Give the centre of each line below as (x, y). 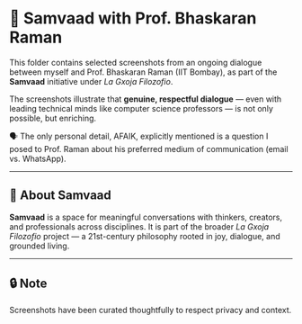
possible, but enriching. (53, 118)
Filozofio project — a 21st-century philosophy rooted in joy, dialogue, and (145, 236)
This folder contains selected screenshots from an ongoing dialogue (136, 62)
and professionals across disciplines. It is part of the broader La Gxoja (139, 226)
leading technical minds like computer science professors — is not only (142, 108)
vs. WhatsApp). (38, 158)
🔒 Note (28, 284)
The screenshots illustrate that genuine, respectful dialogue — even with (146, 99)
